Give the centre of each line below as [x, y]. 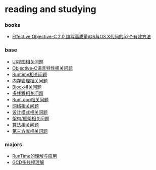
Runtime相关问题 [30, 74]
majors [13, 144]
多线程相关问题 [28, 93]
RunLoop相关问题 [30, 99]
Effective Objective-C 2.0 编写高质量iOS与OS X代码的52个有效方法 [81, 37]
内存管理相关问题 [30, 80]
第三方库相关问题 [30, 131]
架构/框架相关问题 [31, 118]
